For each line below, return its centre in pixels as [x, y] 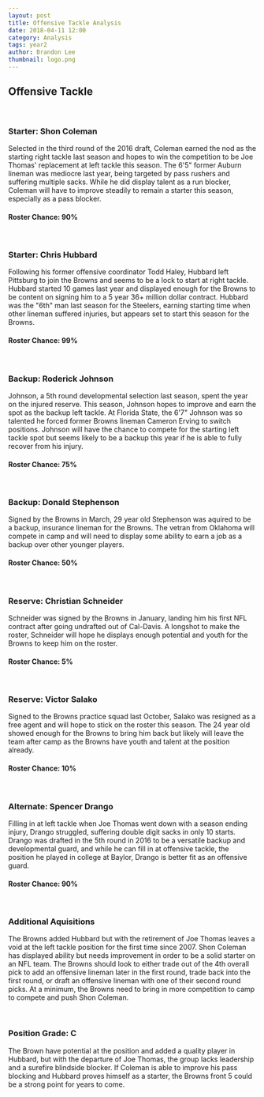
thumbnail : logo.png [42, 60]
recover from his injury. [46, 446]
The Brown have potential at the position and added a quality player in [122, 1050]
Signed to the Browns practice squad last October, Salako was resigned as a [132, 717]
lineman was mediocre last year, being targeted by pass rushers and [119, 173]
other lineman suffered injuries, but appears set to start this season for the [129, 314]
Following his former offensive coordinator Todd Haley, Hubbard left [119, 272]
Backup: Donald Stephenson [64, 503]
